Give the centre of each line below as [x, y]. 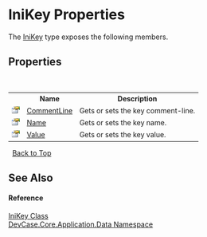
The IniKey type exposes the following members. [88, 37]
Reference [26, 198]
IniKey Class [29, 216]
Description [137, 99]
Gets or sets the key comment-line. [137, 110]
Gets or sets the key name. [123, 122]
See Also [31, 178]
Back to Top [31, 152]
